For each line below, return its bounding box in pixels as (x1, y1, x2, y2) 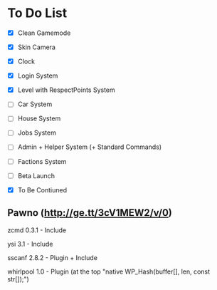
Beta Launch (17, 171, 55, 180)
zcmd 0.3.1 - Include (7, 226, 67, 234)
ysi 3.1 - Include (7, 239, 53, 248)
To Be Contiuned (17, 185, 68, 194)
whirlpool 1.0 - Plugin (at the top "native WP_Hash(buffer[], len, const (7, 267, 211, 276)
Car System (17, 100, 53, 108)
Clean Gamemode (17, 29, 71, 37)
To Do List (7, 5, 68, 21)
